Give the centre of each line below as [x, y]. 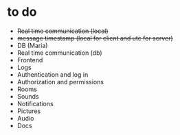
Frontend [30, 60]
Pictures [29, 111]
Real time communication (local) [63, 31]
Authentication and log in [53, 74]
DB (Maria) [32, 45]
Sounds [28, 96]
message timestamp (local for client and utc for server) [95, 38]
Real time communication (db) [59, 53]
